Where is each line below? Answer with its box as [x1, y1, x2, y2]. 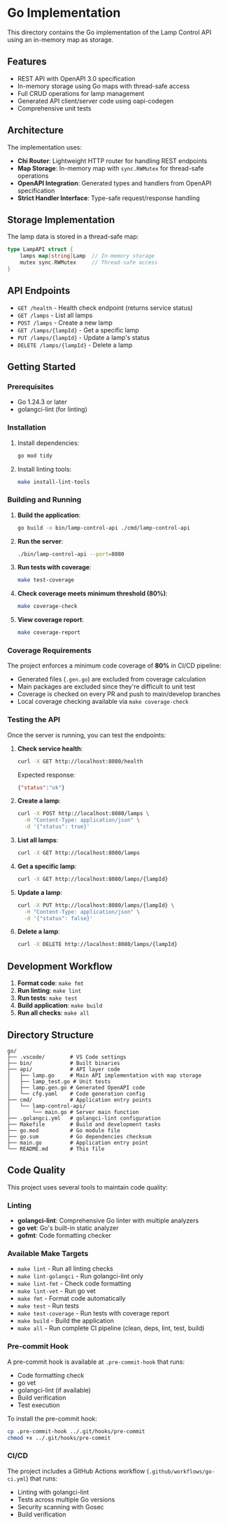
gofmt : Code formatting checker [17, 1232, 112, 1240]
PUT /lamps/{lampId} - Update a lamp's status [17, 333, 150, 341]
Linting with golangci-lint [17, 1488, 90, 1496]
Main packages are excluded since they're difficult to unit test [17, 682, 196, 691]
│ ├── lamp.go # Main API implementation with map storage [7, 1072, 201, 1079]
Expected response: [17, 770, 76, 779]
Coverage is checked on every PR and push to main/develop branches [17, 690, 221, 698]
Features [7, 56, 47, 68]
